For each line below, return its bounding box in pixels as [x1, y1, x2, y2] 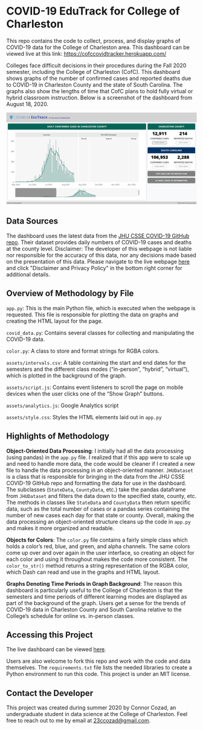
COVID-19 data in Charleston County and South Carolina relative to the [6, 606, 182, 613]
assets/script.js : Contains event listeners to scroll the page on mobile [6, 383, 184, 391]
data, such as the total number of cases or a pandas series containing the [6, 505, 190, 513]
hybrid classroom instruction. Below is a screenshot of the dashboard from [6, 94, 193, 101]
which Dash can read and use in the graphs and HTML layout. [6, 568, 160, 576]
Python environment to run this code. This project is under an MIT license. [6, 671, 191, 678]
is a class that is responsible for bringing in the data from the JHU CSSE [6, 473, 185, 480]
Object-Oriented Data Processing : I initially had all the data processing [6, 447, 184, 454]
